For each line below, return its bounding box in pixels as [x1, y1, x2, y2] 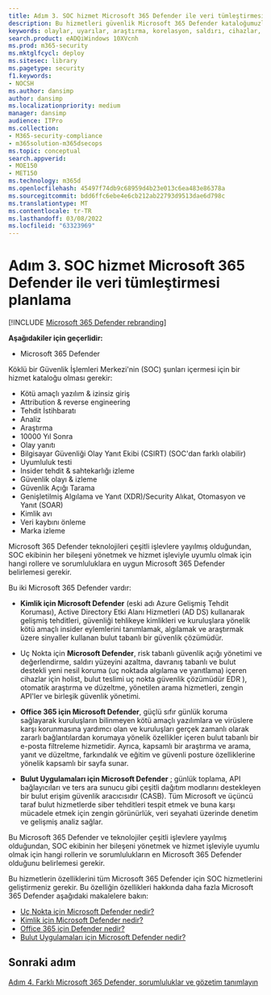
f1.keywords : [8, 72, 52, 80]
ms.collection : [8, 124, 60, 132]
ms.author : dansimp [8, 86, 74, 95]
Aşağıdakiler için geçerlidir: [8, 333, 103, 343]
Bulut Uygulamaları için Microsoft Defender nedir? [19, 933, 186, 943]
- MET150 [8, 169, 38, 178]
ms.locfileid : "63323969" [8, 222, 95, 230]
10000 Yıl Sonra [19, 432, 73, 441]
